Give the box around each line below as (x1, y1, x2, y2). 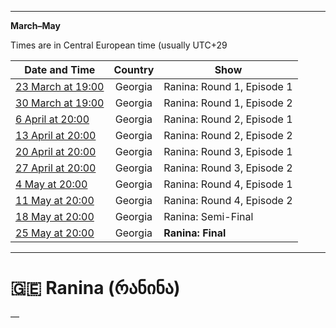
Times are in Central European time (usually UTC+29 (10, 39, 228, 51)
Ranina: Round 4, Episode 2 (163, 194, 293, 207)
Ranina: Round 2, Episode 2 (163, 129, 293, 142)
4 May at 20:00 (15, 177, 88, 191)
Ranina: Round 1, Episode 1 (163, 80, 293, 93)
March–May (10, 20, 61, 31)
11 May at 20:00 (15, 194, 95, 207)
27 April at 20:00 (15, 161, 97, 175)
